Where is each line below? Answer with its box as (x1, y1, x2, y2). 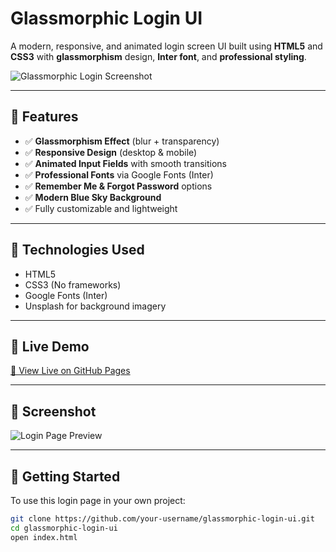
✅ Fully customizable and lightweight (24, 202, 178, 214)
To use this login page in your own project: (10, 495, 186, 506)
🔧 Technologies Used (10, 242, 145, 259)
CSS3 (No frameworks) (24, 278, 122, 291)
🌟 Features (10, 108, 79, 126)
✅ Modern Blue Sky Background (24, 191, 162, 203)
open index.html (10, 532, 78, 542)
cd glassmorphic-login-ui (10, 523, 118, 533)
